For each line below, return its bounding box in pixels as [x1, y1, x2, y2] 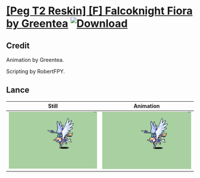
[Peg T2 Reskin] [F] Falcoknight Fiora [6, 4, 193, 18]
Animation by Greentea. [6, 57, 64, 63]
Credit [6, 40, 30, 51]
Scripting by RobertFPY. [6, 68, 65, 75]
